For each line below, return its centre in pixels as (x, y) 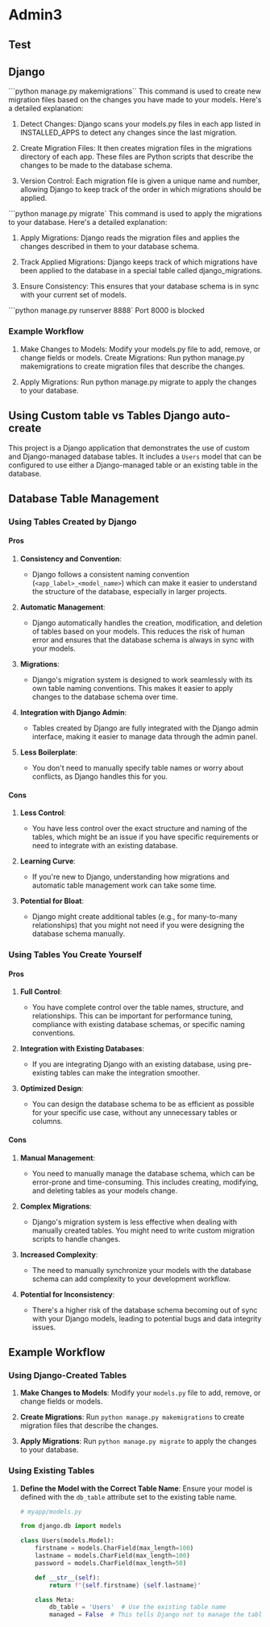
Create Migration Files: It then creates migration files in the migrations (136, 148)
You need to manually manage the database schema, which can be (143, 1173)
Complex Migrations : (56, 1206)
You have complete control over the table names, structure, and (138, 1007)
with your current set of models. (73, 295)
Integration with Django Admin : (73, 713)
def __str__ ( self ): (68, 1578)
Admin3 (35, 15)
